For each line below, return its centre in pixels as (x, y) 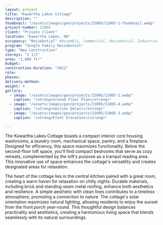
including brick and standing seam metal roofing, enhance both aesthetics (79, 186)
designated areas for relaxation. (37, 167)
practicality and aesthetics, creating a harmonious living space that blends (79, 212)
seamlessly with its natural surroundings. (46, 217)
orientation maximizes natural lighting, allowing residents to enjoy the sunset (81, 202)
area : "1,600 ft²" (24, 59)
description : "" (21, 18)
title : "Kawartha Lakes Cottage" (39, 14)
